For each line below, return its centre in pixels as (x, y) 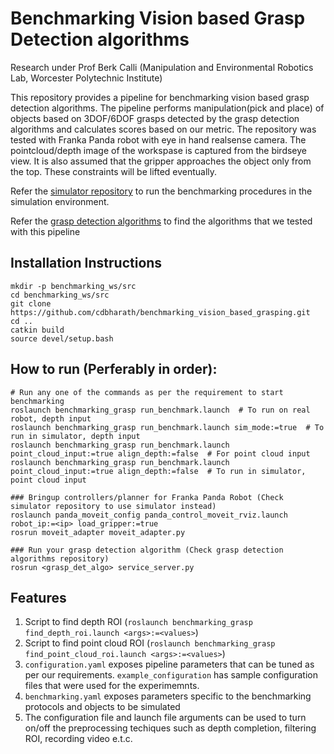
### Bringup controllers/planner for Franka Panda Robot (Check (147, 497)
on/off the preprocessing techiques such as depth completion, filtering (170, 728)
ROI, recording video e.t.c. (78, 739)
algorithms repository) (60, 558)
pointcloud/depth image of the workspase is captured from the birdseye (158, 150)
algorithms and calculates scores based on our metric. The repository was (163, 129)
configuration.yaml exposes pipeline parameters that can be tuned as (169, 664)
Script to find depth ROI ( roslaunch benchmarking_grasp (138, 622)
